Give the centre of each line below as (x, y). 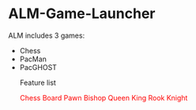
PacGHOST (38, 67)
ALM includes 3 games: (47, 35)
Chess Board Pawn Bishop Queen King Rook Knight (104, 97)
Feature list (38, 82)
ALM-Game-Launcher (82, 14)
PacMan (33, 59)
